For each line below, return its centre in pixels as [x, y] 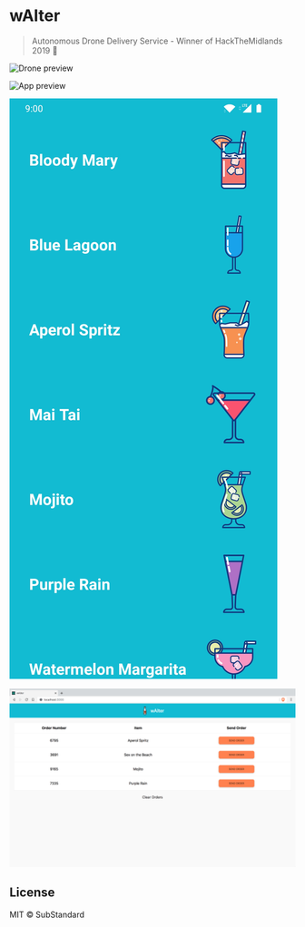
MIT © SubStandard [47, 914]
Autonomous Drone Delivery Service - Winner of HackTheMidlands [157, 41]
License [32, 893]
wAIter [35, 16]
